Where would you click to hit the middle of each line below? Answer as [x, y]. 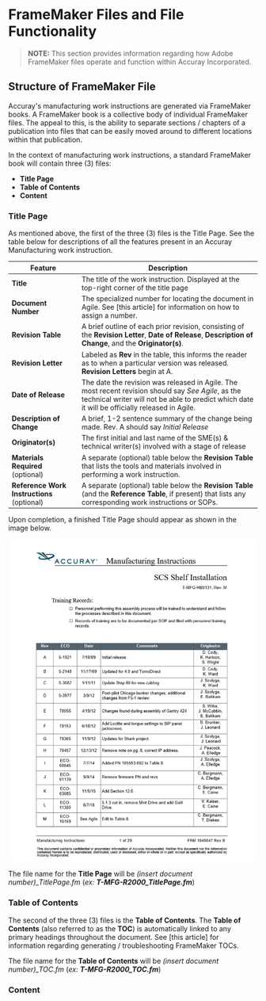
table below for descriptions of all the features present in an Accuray [120, 242]
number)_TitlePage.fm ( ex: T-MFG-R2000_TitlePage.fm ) [102, 882]
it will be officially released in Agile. [139, 407]
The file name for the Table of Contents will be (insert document [114, 961]
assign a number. [110, 315]
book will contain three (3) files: [60, 163]
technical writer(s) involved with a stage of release [164, 446]
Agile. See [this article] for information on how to [161, 308]
